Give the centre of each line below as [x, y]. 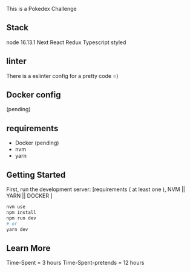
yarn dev [17, 229]
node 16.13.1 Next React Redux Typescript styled [66, 42]
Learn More [28, 248]
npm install [21, 212]
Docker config [34, 95]
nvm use [16, 207]
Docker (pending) [37, 143]
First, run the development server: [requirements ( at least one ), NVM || [96, 189]
